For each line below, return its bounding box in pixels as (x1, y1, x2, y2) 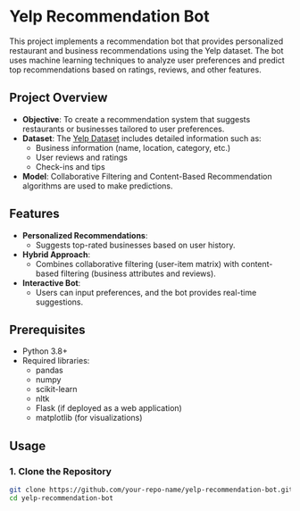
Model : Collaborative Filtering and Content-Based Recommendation (21, 171, 272, 181)
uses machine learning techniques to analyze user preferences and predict (9, 54, 286, 65)
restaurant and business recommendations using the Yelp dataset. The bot (9, 45, 284, 55)
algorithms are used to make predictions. (21, 180, 173, 191)
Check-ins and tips (35, 161, 105, 172)
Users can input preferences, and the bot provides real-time (35, 287, 257, 297)
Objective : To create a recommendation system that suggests (21, 113, 251, 124)
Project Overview (9, 90, 108, 105)
